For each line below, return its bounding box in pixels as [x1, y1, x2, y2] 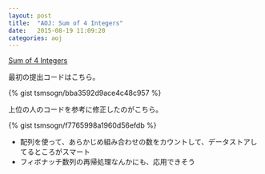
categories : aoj [8, 34, 62, 42]
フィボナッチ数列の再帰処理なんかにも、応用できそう [19, 157, 196, 167]
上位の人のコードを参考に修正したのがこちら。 [8, 105, 163, 114]
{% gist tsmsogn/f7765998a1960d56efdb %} [8, 121, 157, 130]
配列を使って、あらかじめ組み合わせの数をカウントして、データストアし [19, 137, 258, 147]
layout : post [8, 11, 52, 20]
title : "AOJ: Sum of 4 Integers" [8, 19, 124, 27]
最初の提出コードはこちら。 [8, 73, 100, 82]
